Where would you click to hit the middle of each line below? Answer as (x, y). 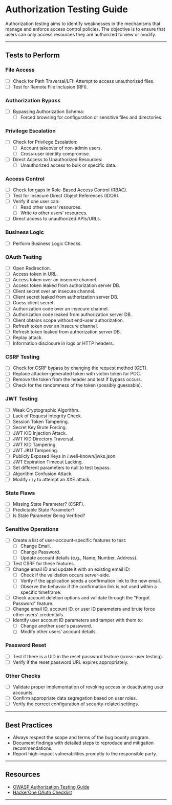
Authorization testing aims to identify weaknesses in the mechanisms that (83, 24)
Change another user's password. (56, 626)
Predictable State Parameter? (44, 510)
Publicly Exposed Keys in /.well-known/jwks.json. (64, 456)
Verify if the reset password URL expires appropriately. (71, 662)
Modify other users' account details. (59, 632)
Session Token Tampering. (41, 421)
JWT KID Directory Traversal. (44, 439)
